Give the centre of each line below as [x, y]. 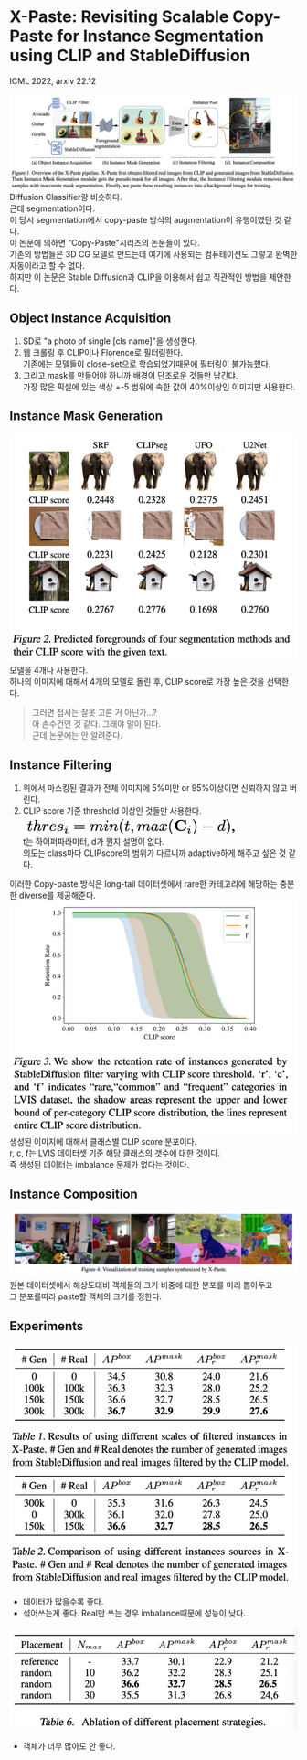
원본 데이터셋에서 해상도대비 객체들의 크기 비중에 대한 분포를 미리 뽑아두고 [141, 1285]
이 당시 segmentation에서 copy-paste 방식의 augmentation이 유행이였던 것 [146, 220]
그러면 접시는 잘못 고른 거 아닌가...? [94, 713]
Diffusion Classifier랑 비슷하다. [66, 197]
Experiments [47, 1326]
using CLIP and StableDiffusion [130, 56]
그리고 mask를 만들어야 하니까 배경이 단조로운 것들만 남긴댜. [130, 376]
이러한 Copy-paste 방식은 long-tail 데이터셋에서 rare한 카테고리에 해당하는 [143, 884]
